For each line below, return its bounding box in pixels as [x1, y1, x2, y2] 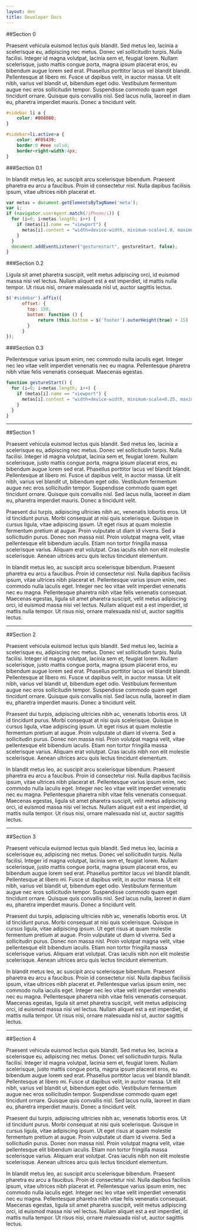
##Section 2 [6, 631, 36, 638]
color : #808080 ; [16, 115, 57, 121]
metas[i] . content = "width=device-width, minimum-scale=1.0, [21, 227, 176, 233]
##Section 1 [6, 429, 35, 436]
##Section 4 [6, 1035, 37, 1042]
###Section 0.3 [6, 344, 44, 352]
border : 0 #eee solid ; [16, 142, 70, 148]
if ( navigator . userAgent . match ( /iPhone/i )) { [6, 210, 120, 216]
